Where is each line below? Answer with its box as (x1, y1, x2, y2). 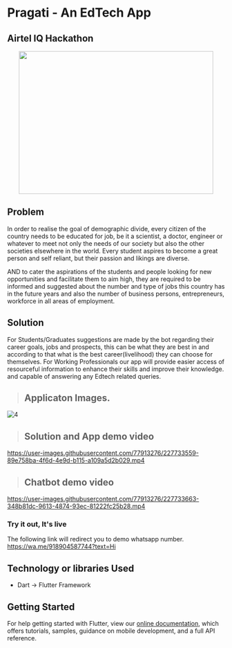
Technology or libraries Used (7, 562, 135, 574)
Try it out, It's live (7, 519, 67, 529)
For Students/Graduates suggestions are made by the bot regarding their (7, 335, 215, 343)
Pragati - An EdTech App (7, 5, 152, 21)
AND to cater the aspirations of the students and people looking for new (7, 267, 212, 276)
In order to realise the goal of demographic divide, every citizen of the (7, 224, 206, 233)
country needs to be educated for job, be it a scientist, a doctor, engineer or (7, 232, 223, 240)
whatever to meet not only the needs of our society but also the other (7, 239, 205, 247)
